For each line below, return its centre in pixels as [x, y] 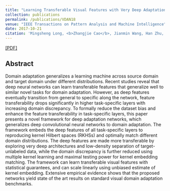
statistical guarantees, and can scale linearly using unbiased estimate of [80, 167]
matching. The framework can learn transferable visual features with [77, 162]
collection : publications [32, 15]
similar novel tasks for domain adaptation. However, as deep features [77, 92]
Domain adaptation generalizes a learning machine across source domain [82, 76]
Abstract [19, 64]
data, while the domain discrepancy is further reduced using [90, 151]
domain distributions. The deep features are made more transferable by [80, 140]
